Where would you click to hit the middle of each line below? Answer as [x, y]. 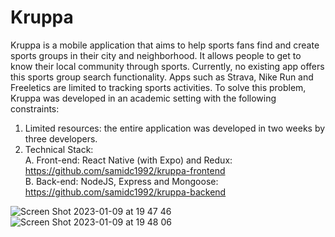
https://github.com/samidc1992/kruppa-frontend [125, 170]
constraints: [35, 108]
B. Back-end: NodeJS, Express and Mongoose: [121, 181]
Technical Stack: [59, 149]
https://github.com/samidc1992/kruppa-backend [125, 192]
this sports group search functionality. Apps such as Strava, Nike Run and [162, 77]
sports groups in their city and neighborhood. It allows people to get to [156, 55]
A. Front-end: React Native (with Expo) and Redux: [128, 160]
